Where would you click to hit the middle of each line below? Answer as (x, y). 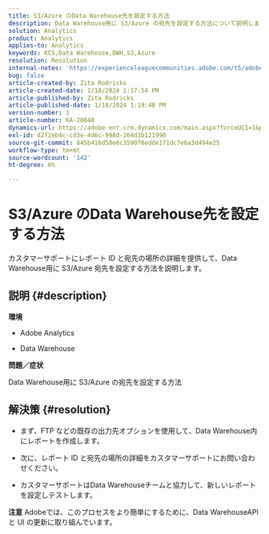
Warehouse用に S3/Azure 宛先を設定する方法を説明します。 (107, 268)
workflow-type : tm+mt (44, 150)
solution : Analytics (43, 31)
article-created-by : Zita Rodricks (68, 83)
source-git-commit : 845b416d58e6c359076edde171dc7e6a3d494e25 (114, 143)
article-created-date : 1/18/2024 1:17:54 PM (84, 90)
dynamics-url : (32, 128)
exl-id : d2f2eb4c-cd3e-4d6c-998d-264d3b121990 (87, 135)
